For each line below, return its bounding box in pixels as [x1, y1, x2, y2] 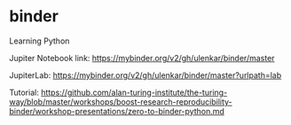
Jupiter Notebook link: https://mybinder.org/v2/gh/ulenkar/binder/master [9, 52, 275, 63]
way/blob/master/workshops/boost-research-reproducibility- [9, 96, 232, 107]
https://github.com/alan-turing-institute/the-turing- [41, 87, 228, 98]
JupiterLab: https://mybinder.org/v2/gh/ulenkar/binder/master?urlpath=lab [9, 69, 282, 81]
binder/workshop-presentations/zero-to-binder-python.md [9, 105, 224, 116]
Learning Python [9, 35, 70, 46]
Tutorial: [9, 87, 40, 98]
